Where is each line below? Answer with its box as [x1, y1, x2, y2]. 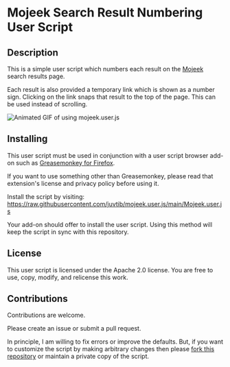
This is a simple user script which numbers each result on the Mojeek [7, 65, 204, 73]
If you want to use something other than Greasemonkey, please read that [7, 171, 214, 180]
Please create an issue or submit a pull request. [7, 324, 141, 333]
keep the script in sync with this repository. [7, 228, 129, 236]
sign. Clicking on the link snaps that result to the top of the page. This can [7, 93, 216, 101]
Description [7, 47, 58, 58]
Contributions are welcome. [7, 311, 86, 320]
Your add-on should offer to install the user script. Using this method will [7, 220, 213, 228]
